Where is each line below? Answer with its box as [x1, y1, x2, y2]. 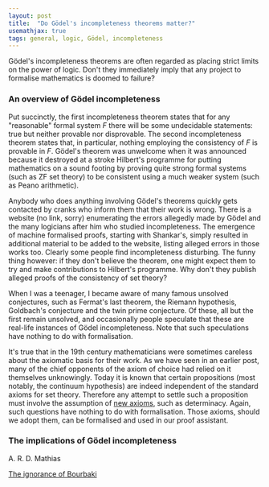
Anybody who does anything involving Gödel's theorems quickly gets [8, 196, 238, 205]
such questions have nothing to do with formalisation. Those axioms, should [8, 407, 260, 416]
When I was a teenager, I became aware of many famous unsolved [8, 288, 229, 298]
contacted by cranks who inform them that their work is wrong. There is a [8, 204, 251, 214]
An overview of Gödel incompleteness [8, 93, 161, 105]
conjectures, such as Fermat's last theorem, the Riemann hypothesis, [8, 297, 237, 307]
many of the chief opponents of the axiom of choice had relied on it [8, 364, 231, 374]
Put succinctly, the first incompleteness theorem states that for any [8, 112, 230, 122]
